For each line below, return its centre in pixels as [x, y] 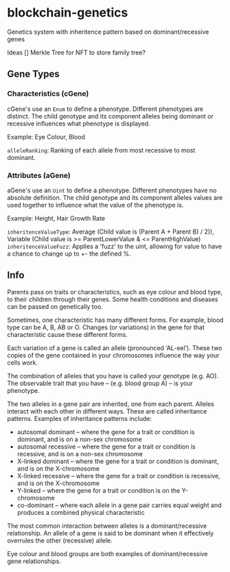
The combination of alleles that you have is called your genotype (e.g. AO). [113, 376]
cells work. [23, 362]
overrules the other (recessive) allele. [60, 540]
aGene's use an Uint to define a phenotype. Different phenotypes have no [112, 190]
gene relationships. [34, 561]
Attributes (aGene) [39, 175]
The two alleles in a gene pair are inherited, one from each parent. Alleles [111, 404]
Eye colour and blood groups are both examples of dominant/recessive [107, 553]
